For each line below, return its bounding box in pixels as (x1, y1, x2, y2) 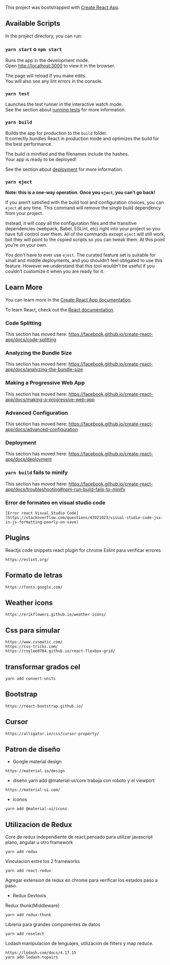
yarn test (5, 91, 30, 97)
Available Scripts (5, 19, 60, 28)
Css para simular (5, 626, 60, 635)
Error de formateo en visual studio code (5, 499, 106, 506)
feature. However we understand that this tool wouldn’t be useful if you (5, 263, 155, 269)
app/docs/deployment (5, 456, 52, 462)
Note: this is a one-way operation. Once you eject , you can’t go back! (5, 189, 156, 195)
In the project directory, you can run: (5, 33, 82, 39)
